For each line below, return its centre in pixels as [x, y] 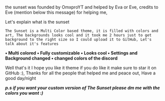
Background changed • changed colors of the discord [61, 58]
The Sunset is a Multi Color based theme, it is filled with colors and [82, 31]
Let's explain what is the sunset [37, 22]
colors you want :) [24, 93]
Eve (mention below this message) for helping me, [56, 12]
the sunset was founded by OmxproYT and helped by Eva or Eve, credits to [82, 7]
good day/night [21, 78]
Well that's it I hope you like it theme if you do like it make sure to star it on [81, 68]
